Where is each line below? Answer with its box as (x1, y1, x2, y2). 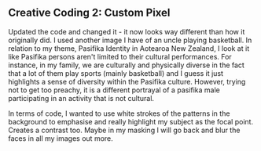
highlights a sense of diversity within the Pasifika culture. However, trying (8, 77, 246, 86)
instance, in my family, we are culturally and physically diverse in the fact (8, 60, 245, 70)
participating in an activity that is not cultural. (8, 93, 155, 102)
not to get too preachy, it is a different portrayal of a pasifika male (8, 85, 220, 95)
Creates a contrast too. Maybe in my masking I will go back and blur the (8, 125, 241, 135)
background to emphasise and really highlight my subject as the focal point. (8, 117, 254, 126)
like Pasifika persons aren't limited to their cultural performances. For (8, 52, 232, 61)
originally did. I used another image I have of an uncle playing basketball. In (8, 35, 252, 45)
